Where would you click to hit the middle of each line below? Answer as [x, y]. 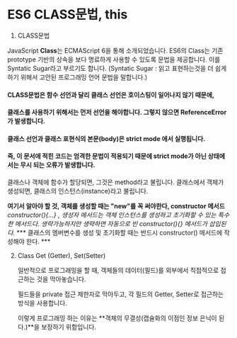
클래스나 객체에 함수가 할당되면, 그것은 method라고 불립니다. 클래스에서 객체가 [116, 182]
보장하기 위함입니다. [69, 327]
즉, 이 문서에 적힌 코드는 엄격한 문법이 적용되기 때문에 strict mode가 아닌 [107, 156]
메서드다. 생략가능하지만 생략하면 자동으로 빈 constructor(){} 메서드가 [111, 223]
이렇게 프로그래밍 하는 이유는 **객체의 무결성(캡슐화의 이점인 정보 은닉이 [117, 318]
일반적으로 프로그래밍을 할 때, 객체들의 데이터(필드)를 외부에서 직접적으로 [118, 270]
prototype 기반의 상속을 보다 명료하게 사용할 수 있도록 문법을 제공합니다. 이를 [114, 59]
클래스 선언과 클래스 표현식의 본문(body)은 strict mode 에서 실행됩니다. [106, 138]
